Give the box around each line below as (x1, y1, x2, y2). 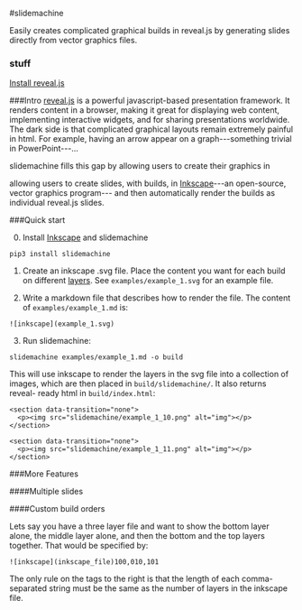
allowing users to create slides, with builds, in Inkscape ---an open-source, (9, 178, 287, 189)
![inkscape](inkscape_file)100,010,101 (9, 558, 160, 567)
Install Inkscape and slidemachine (22, 232, 149, 243)
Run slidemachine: (22, 336, 92, 347)
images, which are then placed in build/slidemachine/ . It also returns (9, 378, 267, 389)
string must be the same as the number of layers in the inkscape (49, 583, 288, 594)
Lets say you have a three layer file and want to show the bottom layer (9, 521, 270, 531)
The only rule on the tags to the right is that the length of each (9, 573, 241, 585)
